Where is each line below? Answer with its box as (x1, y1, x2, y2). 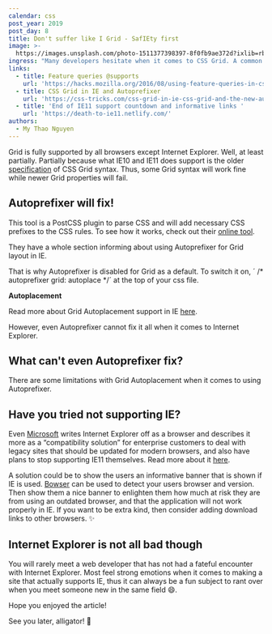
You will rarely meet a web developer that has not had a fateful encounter (8, 560, 253, 568)
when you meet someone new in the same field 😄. (8, 585, 178, 594)
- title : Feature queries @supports (15, 72, 139, 80)
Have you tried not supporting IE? (8, 407, 181, 421)
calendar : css (8, 11, 57, 20)
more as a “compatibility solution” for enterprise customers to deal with (8, 438, 246, 448)
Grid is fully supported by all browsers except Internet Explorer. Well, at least (8, 147, 264, 156)
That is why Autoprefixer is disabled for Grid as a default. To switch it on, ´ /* (8, 266, 264, 276)
